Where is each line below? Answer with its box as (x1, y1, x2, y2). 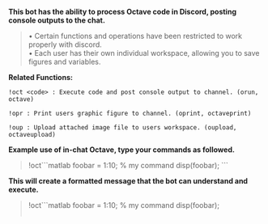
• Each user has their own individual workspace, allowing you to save (28, 49, 261, 57)
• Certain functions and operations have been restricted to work (28, 32, 243, 40)
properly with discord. (28, 40, 103, 49)
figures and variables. (28, 57, 101, 66)
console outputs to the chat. (8, 15, 105, 25)
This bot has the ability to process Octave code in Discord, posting (8, 7, 237, 16)
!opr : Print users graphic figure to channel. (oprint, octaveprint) (8, 109, 252, 117)
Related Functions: (8, 73, 73, 82)
